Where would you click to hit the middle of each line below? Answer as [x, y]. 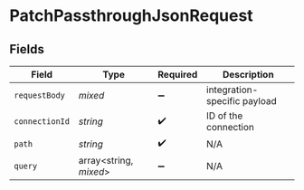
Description [248, 75]
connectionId [42, 122]
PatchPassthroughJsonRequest [131, 16]
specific [223, 101]
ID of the [225, 116]
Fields [27, 49]
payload [260, 101]
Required [178, 75]
